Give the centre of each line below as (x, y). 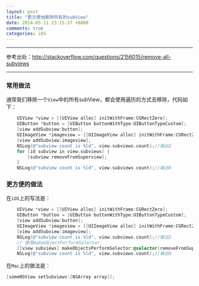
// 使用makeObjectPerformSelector (58, 243)
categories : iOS (26, 34)
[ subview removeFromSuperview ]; (68, 157)
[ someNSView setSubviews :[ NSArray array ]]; (61, 277)
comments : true (25, 28)
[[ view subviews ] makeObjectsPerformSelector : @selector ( (89, 248)
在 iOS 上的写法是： (28, 198)
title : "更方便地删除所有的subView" (47, 17)
